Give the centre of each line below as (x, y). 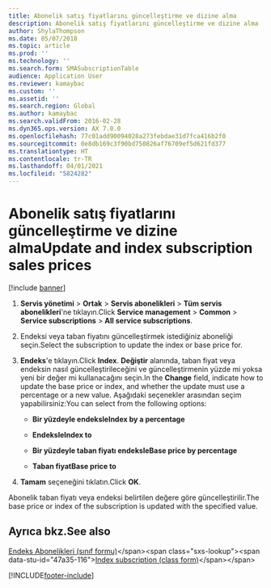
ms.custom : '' (32, 91)
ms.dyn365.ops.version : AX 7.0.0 (65, 129)
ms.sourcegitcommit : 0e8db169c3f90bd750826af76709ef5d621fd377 (117, 144)
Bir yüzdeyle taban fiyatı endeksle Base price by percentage (135, 451)
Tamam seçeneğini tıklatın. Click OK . (80, 481)
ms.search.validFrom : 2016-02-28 (65, 121)
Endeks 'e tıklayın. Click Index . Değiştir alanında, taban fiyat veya (128, 360)
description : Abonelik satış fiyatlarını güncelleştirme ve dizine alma (133, 23)
